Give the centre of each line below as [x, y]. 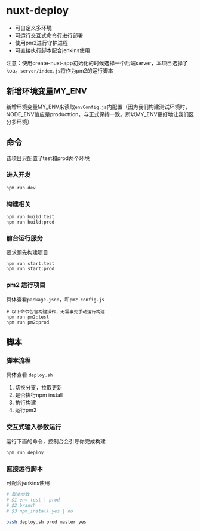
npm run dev [21, 188]
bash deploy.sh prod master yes [46, 522]
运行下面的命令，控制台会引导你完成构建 [56, 441]
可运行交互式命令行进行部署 [49, 35]
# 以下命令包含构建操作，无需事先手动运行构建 [56, 312]
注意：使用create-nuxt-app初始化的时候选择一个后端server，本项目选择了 [97, 63]
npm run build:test [30, 217]
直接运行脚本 [25, 469]
